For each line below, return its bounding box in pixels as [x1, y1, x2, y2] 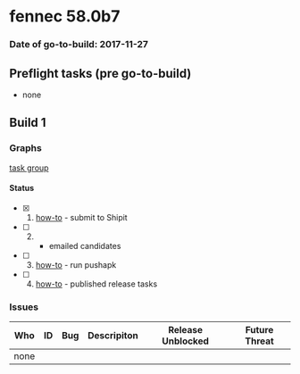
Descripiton [87, 329, 138, 342]
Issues [9, 301, 39, 313]
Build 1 [9, 115, 46, 130]
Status [9, 183, 35, 194]
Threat [245, 335, 274, 347]
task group [9, 162, 49, 173]
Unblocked [162, 335, 210, 347]
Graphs [9, 142, 42, 154]
